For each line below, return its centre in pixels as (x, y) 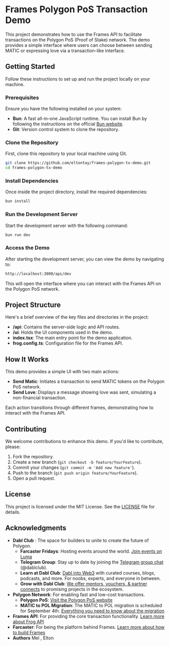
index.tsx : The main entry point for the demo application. (73, 338)
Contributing (26, 429)
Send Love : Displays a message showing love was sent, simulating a (84, 392)
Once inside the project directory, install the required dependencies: (77, 192)
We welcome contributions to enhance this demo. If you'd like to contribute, (84, 442)
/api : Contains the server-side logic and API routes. (66, 327)
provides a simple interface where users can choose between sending (79, 45)
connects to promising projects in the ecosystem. (72, 589)
